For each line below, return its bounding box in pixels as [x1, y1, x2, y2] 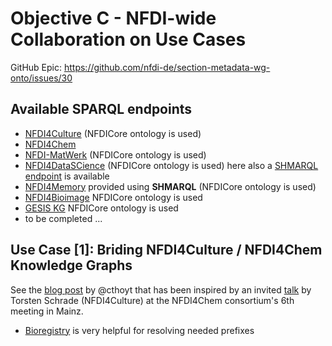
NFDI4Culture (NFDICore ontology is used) [24, 127, 202, 139]
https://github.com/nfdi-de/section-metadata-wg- [63, 61, 271, 73]
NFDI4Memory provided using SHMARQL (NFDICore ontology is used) [24, 180, 317, 192]
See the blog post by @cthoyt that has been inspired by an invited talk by [10, 283, 312, 296]
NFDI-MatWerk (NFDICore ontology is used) [24, 148, 207, 161]
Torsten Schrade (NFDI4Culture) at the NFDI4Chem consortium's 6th [10, 294, 295, 306]
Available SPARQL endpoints [10, 101, 193, 118]
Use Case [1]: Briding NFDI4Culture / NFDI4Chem [10, 242, 323, 259]
